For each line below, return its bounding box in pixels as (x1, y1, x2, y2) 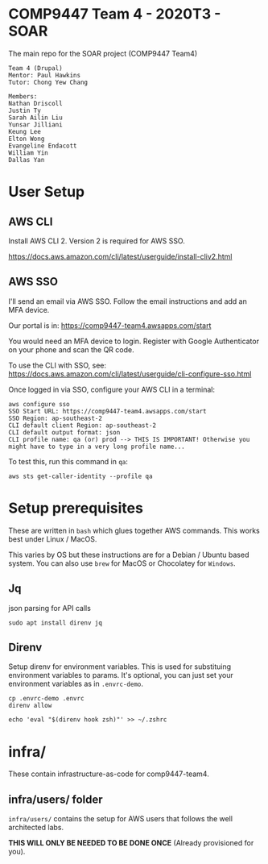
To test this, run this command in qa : (8, 456, 129, 466)
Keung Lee (8, 127, 42, 135)
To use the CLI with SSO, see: (8, 360, 107, 370)
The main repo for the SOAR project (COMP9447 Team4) (8, 48, 198, 58)
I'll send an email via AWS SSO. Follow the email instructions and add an (8, 296, 247, 306)
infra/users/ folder (8, 792, 103, 806)
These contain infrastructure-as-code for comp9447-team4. (8, 769, 209, 779)
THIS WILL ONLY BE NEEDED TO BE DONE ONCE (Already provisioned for (8, 838, 254, 848)
